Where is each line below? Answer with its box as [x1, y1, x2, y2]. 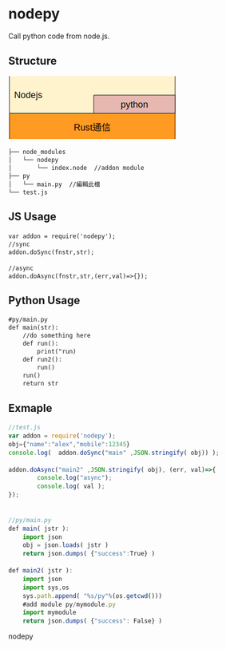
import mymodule [22, 608, 77, 617]
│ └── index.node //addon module [8, 164, 145, 172]
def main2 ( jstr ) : [8, 567, 73, 575]
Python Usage [8, 293, 81, 307]
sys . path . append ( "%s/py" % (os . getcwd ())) [22, 592, 162, 600]
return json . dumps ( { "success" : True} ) [22, 550, 156, 558]
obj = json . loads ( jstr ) [22, 541, 109, 549]
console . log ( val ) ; [37, 482, 105, 491]
